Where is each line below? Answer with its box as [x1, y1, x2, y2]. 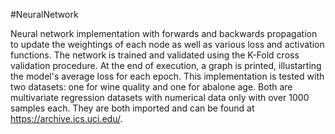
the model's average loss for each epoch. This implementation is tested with [10, 70, 325, 82]
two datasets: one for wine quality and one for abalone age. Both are [10, 81, 293, 93]
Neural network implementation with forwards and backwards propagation [10, 28, 318, 39]
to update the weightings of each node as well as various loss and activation [10, 39, 325, 50]
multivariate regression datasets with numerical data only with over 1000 [10, 92, 310, 103]
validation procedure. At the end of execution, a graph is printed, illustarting [10, 60, 322, 71]
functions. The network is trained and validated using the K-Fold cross [10, 49, 300, 61]
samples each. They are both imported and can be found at [10, 102, 255, 114]
